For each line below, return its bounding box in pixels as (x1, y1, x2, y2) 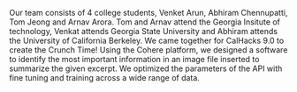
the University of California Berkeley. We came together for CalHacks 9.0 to (9, 35, 285, 46)
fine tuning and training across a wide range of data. (9, 73, 201, 82)
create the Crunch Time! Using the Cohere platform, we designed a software (9, 45, 288, 55)
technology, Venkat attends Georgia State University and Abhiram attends (9, 26, 278, 36)
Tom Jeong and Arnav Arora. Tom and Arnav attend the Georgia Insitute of (9, 17, 281, 27)
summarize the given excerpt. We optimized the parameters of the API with (9, 63, 283, 74)
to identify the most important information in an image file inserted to (9, 54, 260, 64)
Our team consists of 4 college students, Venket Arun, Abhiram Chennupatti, (9, 8, 288, 18)
